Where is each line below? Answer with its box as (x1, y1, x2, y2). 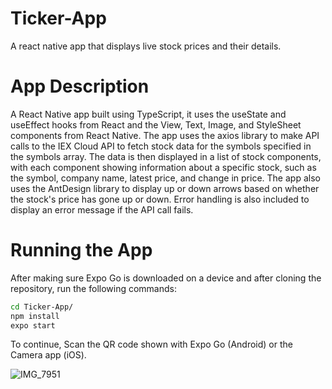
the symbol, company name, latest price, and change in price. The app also (10, 172, 321, 184)
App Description (10, 75, 150, 98)
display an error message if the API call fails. (10, 203, 194, 216)
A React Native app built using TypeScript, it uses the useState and (10, 108, 287, 120)
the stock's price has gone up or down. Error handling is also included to (10, 193, 310, 205)
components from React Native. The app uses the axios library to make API (10, 129, 320, 141)
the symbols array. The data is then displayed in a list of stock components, (10, 150, 322, 162)
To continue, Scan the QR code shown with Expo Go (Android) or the (10, 338, 293, 351)
